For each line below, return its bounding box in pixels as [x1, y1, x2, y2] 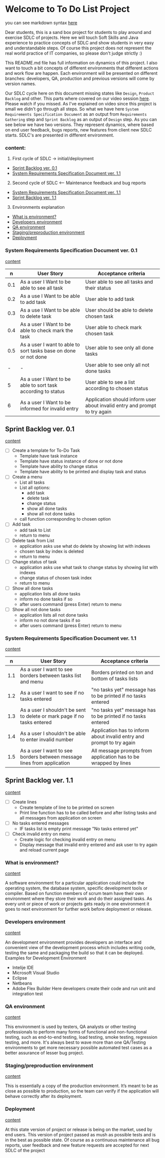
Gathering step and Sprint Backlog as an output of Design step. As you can [5, 116, 157, 122]
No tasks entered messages [12, 820, 69, 826]
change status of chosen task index [19, 575, 92, 581]
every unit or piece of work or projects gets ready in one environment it [5, 901, 150, 907]
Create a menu [12, 474, 43, 480]
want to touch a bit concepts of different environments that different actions [5, 65, 159, 71]
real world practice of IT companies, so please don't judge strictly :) [5, 50, 142, 56]
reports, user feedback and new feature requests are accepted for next [5, 1142, 149, 1148]
